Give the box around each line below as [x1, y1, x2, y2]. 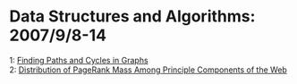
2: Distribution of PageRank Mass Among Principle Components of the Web [9, 64, 288, 75]
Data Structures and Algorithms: [9, 6, 256, 27]
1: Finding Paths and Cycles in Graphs [9, 55, 149, 65]
